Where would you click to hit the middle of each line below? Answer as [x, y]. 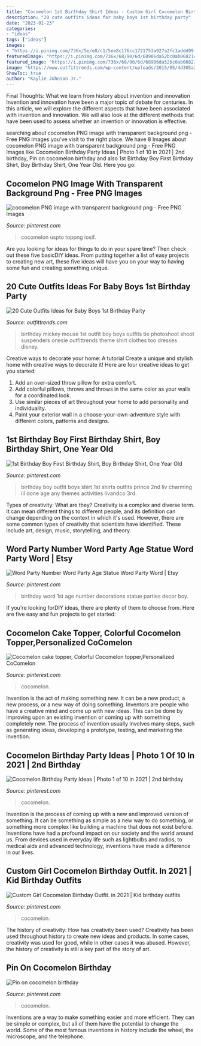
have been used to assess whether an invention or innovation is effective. [97, 121]
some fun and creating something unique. [58, 268]
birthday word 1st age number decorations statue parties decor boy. [105, 596]
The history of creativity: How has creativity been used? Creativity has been [100, 930]
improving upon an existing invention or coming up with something [88, 717]
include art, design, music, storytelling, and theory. [69, 530]
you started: [21, 371]
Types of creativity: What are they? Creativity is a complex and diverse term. [100, 505]
